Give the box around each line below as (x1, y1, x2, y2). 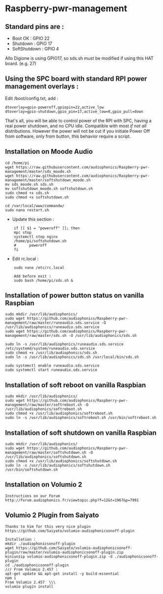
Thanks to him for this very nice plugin (5, 524, 91, 529)
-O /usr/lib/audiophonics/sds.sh (68, 333, 137, 338)
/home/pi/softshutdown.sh (14, 238, 67, 243)
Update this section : (12, 216, 54, 222)
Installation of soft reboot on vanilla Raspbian (5, 380, 146, 389)
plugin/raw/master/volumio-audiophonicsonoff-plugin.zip (5, 549, 124, 555)
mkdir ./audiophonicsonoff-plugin (5, 541, 76, 546)
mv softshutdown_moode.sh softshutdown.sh (5, 186, 93, 191)
